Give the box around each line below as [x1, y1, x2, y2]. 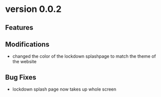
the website [12, 59, 37, 65]
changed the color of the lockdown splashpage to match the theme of [12, 53, 156, 59]
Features [5, 23, 33, 32]
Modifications [5, 40, 50, 48]
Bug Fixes [5, 73, 36, 82]
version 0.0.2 [5, 3, 62, 15]
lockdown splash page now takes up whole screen [12, 86, 117, 93]
